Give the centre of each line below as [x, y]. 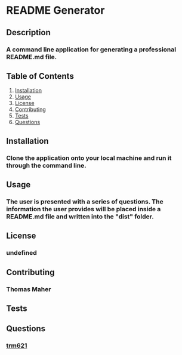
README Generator [55, 10]
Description [28, 33]
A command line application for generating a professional [91, 50]
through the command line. [46, 165]
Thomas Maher [29, 289]
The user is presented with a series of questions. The [85, 202]
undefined [21, 253]
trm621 [17, 345]
